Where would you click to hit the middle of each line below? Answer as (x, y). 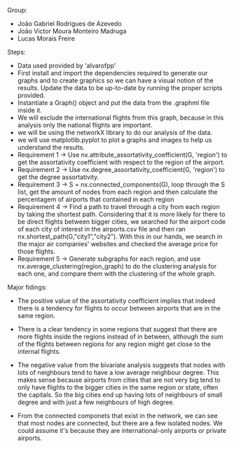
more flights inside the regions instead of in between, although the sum (120, 336)
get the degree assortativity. (58, 177)
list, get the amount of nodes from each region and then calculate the (117, 192)
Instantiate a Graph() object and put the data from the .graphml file (113, 103)
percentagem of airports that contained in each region (96, 199)
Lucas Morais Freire (46, 38)
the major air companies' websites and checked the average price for (118, 244)
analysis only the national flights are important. (85, 125)
